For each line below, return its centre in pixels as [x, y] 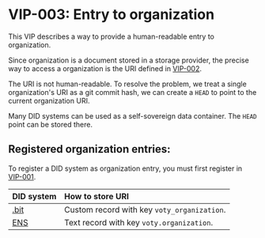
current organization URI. [49, 100]
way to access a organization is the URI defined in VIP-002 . [105, 68]
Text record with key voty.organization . [139, 222]
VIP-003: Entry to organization [112, 15]
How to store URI [97, 196]
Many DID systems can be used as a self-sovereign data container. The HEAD [132, 115]
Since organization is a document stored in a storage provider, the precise [129, 60]
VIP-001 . [22, 176]
